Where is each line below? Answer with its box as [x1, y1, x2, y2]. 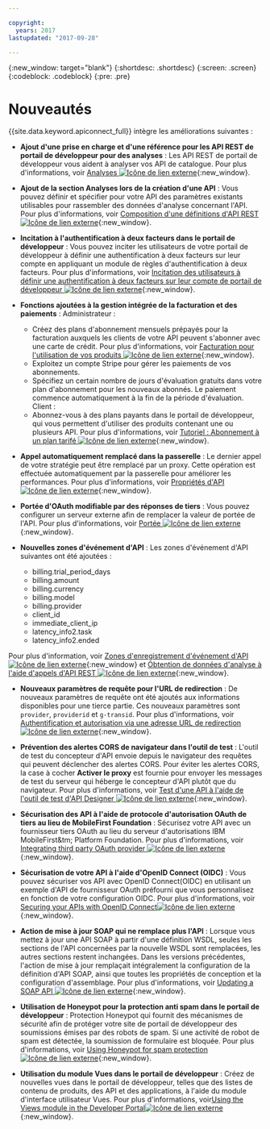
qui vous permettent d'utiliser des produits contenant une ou [31, 419, 234, 428]
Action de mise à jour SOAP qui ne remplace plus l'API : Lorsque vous [19, 927, 255, 936]
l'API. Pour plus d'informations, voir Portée [19, 519, 161, 528]
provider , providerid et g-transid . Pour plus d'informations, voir [19, 710, 235, 719]
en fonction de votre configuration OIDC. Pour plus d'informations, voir [19, 894, 255, 903]
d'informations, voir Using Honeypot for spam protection [19, 1045, 208, 1055]
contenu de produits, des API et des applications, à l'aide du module [19, 1086, 247, 1096]
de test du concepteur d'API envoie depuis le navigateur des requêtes [19, 751, 252, 760]
